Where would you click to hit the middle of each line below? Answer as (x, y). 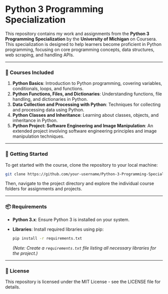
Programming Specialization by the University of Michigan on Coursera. (81, 39)
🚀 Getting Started (27, 154)
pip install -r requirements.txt (47, 238)
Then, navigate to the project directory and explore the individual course (79, 184)
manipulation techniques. (38, 136)
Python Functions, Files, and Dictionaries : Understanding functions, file (87, 94)
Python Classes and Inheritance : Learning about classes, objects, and (85, 115)
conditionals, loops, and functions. (48, 89)
